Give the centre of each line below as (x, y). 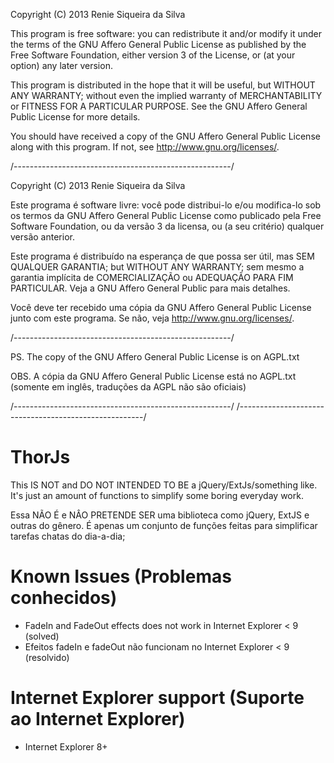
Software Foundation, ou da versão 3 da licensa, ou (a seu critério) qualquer (167, 226)
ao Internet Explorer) (98, 719)
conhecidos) (64, 598)
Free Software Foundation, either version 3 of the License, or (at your (153, 55)
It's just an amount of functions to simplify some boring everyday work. (157, 495)
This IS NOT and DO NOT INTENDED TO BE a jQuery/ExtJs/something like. (164, 485)
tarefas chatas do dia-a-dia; (68, 536)
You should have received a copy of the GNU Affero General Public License (165, 136)
